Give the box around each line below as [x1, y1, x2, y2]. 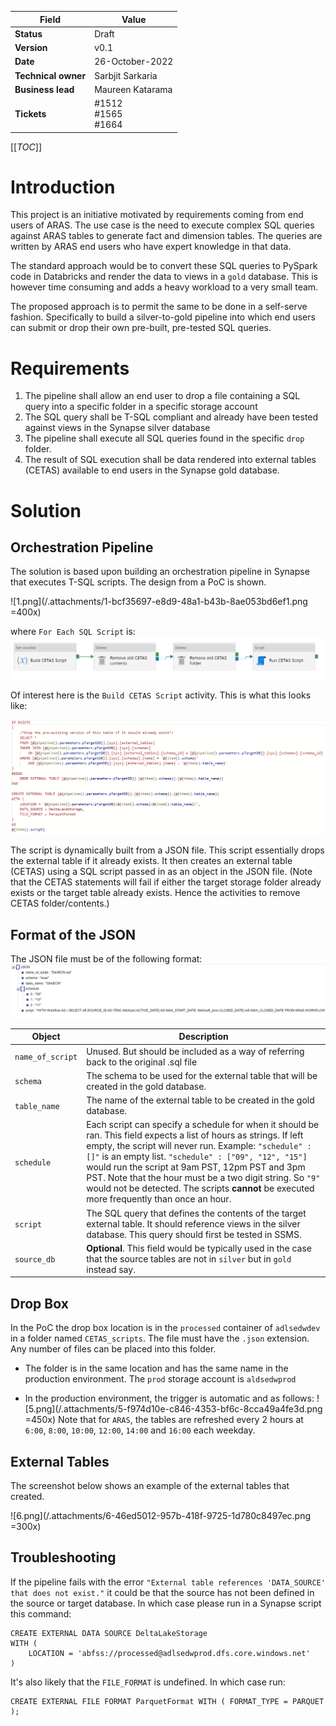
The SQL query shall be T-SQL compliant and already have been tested [24, 411, 319, 423]
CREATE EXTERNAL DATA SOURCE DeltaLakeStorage [10, 1628, 208, 1638]
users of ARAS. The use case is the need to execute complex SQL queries [10, 219, 315, 231]
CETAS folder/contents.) [10, 897, 110, 910]
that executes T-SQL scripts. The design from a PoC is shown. [10, 576, 267, 588]
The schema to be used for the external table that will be [86, 1069, 318, 1081]
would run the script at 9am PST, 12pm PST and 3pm [86, 1161, 306, 1173]
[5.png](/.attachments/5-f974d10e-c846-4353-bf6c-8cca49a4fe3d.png [24, 1403, 323, 1415]
